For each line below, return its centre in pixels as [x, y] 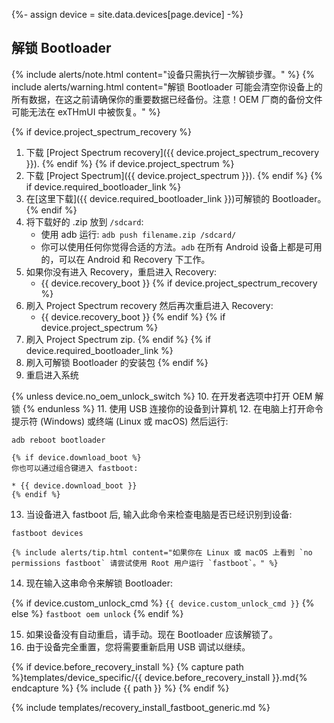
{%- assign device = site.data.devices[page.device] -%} [127, 14]
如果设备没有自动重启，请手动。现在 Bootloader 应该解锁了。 [151, 634]
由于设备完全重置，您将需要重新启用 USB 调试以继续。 [138, 646]
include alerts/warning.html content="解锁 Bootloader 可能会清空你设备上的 [167, 86]
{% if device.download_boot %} [76, 457]
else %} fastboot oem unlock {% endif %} [97, 613]
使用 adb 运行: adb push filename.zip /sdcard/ [138, 234]
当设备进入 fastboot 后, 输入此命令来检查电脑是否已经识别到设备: [159, 514]
